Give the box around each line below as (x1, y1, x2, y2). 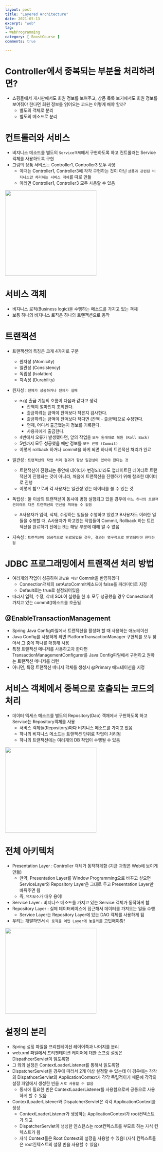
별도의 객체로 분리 (19, 107, 54, 113)
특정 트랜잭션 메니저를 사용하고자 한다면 (12, 646, 88, 652)
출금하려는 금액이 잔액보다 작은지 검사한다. (26, 410, 108, 415)
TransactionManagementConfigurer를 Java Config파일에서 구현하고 (12, 652, 146, 658)
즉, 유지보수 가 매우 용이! (19, 893, 63, 899)
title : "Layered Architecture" (5, 12, 69, 17)
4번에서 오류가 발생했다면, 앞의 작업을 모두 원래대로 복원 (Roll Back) (19, 434, 150, 440)
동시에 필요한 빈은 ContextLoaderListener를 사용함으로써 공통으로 (19, 1087, 146, 1092)
